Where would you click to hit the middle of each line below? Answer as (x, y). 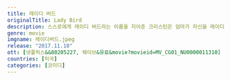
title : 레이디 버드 (32, 14)
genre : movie (26, 33)
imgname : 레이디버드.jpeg (41, 40)
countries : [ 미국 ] (32, 59)
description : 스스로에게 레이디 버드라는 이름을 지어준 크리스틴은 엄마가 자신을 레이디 (116, 26)
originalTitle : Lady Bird (44, 20)
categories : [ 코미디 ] (36, 65)
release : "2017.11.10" (40, 46)
